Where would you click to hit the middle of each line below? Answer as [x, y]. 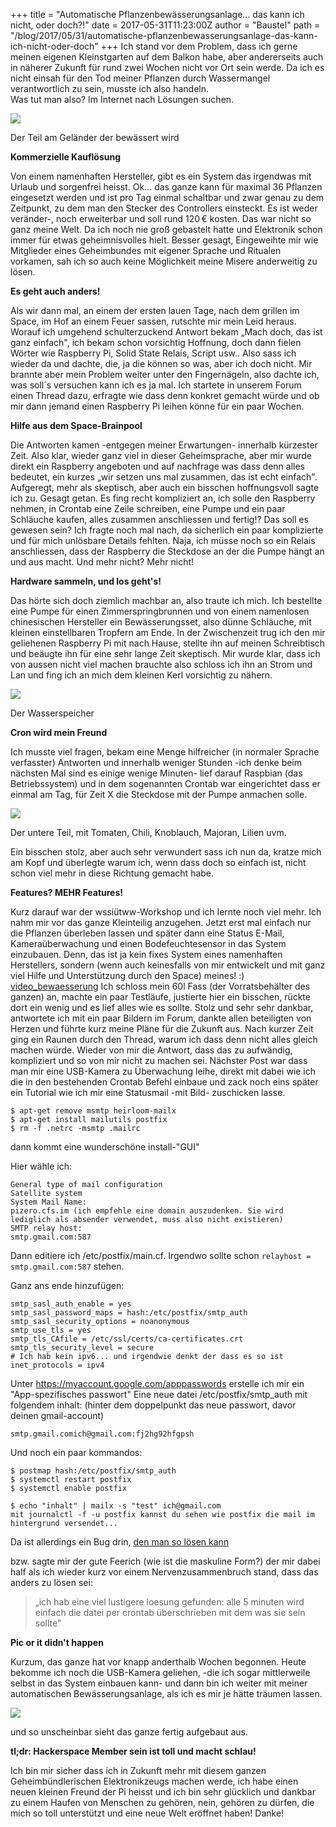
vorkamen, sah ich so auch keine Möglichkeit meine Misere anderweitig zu [164, 261]
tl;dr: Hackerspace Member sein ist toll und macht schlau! [133, 1751]
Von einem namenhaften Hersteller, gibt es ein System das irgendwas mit [161, 176]
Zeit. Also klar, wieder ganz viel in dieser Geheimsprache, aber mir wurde [161, 455]
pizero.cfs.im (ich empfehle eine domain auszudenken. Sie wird [147, 1211]
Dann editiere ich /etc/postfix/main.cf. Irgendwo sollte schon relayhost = [161, 1255]
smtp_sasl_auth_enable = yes [71, 1304]
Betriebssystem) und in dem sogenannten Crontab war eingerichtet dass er [165, 783]
